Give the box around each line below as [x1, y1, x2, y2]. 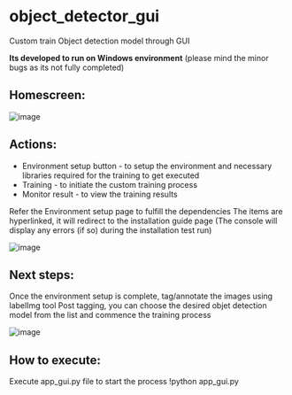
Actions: [9, 137, 58, 152]
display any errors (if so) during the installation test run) [9, 224, 212, 236]
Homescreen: [9, 88, 86, 103]
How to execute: [9, 352, 102, 368]
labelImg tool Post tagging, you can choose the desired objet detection [9, 300, 267, 311]
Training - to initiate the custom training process [21, 179, 197, 190]
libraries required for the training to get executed [21, 170, 200, 181]
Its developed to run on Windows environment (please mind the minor [9, 52, 269, 63]
